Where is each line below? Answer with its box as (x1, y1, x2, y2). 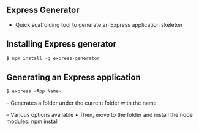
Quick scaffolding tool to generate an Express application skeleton (15, 21, 182, 28)
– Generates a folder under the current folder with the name (6, 99, 157, 107)
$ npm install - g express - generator (6, 55, 100, 61)
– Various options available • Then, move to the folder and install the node (6, 111, 193, 119)
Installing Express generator (6, 39, 117, 50)
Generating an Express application (6, 72, 141, 82)
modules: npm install (6, 118, 59, 125)
